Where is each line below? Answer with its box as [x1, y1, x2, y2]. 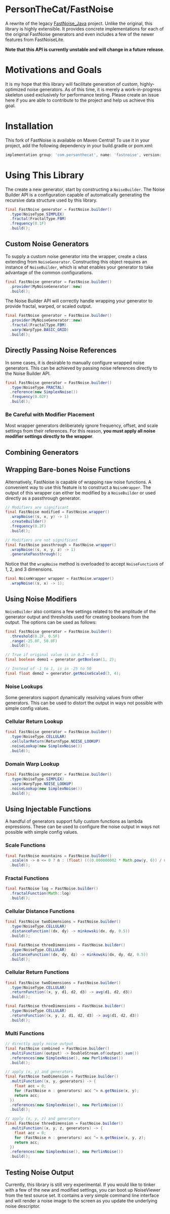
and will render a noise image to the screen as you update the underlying [5, 1197, 158, 1204]
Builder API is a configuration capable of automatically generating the [5, 191, 150, 198]
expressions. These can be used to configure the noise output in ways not [5, 824, 160, 830]
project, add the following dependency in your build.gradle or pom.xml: [5, 142, 153, 148]
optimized [5, 86, 26, 92]
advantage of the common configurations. [5, 269, 93, 275]
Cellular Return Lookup [5, 718, 63, 725]
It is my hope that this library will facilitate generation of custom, [5, 81, 139, 87]
